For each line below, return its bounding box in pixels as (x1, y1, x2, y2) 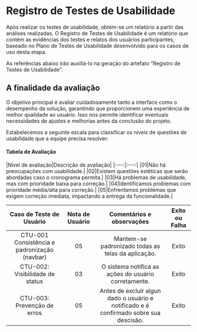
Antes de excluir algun (99, 286, 161, 294)
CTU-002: (19, 262, 50, 270)
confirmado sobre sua (100, 309, 161, 317)
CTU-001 (20, 231, 49, 239)
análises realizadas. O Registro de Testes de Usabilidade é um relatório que (6, 29, 189, 36)
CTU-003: (19, 294, 50, 302)
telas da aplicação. (104, 249, 157, 258)
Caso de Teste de (9, 210, 60, 218)
